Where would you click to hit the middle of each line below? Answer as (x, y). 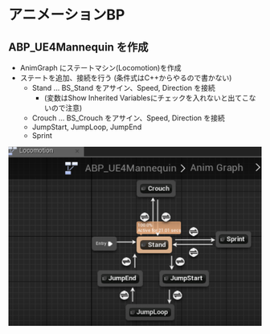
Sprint (42, 135)
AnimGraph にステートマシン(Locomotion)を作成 (100, 68)
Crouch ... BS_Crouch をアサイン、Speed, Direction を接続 (128, 118)
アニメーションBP (67, 15)
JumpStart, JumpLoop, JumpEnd (87, 127)
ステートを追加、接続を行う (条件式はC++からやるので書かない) (126, 78)
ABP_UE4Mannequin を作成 (78, 47)
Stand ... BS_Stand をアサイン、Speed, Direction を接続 (123, 88)
